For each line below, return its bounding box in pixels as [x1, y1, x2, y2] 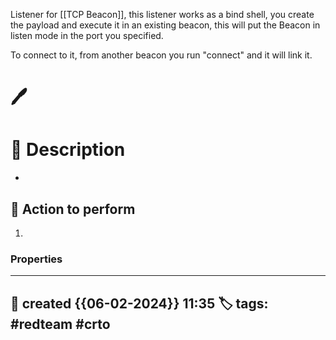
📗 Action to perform [10, 200, 136, 218]
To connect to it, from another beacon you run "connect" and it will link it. [10, 49, 313, 61]
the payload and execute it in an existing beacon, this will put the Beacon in [10, 19, 321, 31]
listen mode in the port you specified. [10, 30, 164, 41]
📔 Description [10, 139, 126, 161]
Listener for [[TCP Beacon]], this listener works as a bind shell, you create [10, 9, 315, 20]
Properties [10, 252, 63, 266]
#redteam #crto [10, 315, 111, 333]
